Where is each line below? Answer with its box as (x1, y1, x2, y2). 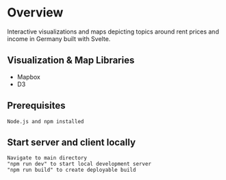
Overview (7, 5, 64, 21)
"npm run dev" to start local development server (7, 161, 152, 168)
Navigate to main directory (7, 155, 88, 162)
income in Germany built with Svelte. (7, 34, 111, 42)
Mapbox (16, 73, 41, 81)
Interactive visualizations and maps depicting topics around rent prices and (7, 27, 219, 36)
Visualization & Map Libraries (7, 55, 135, 66)
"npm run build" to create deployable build (7, 166, 136, 174)
